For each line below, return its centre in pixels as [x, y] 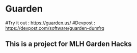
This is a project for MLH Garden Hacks [68, 44]
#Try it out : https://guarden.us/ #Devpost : [50, 23]
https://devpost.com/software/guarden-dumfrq [55, 28]
